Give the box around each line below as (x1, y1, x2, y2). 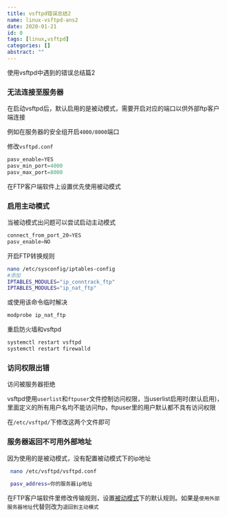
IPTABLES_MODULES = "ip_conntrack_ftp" (7, 278, 116, 285)
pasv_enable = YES (7, 156, 54, 163)
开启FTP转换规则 (7, 251, 55, 260)
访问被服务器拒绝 (7, 380, 56, 389)
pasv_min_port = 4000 (7, 163, 63, 170)
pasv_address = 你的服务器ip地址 (10, 480, 93, 487)
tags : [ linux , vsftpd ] (7, 36, 69, 43)
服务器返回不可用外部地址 (7, 437, 92, 447)
